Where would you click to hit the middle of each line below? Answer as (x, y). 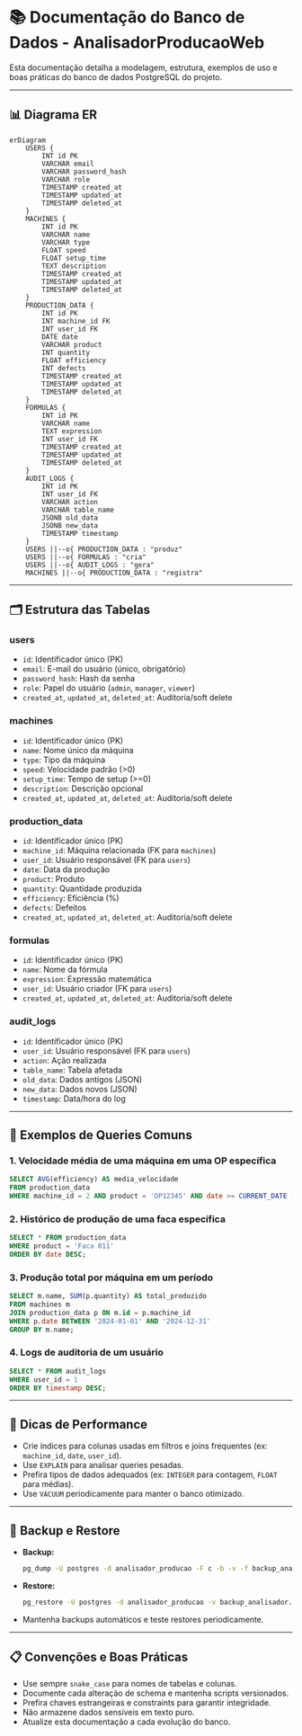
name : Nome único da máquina (78, 750)
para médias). (48, 1484)
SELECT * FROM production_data (68, 1238)
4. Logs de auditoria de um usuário (86, 1352)
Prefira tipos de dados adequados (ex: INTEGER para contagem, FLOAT (150, 1474)
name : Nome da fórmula (65, 970)
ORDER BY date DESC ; (48, 1254)
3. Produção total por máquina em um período (111, 1278)
